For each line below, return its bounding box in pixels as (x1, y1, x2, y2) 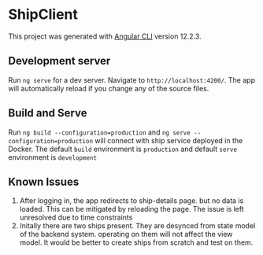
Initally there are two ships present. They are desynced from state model (19, 221, 256, 231)
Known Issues (8, 175, 80, 188)
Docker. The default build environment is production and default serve (8, 144, 238, 153)
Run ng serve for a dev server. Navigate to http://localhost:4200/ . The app (8, 75, 256, 84)
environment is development (8, 152, 97, 162)
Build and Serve (8, 106, 87, 120)
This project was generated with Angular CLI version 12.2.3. (8, 31, 202, 41)
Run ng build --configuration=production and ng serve (8, 128, 191, 137)
